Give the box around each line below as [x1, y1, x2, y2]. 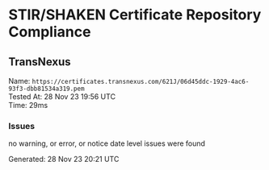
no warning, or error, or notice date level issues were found [8, 139, 206, 148]
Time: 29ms [8, 101, 48, 110]
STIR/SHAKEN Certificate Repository [8, 6, 262, 24]
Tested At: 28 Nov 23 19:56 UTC [8, 92, 116, 102]
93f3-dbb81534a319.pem [8, 85, 85, 93]
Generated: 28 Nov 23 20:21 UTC [8, 155, 120, 164]
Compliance [8, 23, 91, 41]
